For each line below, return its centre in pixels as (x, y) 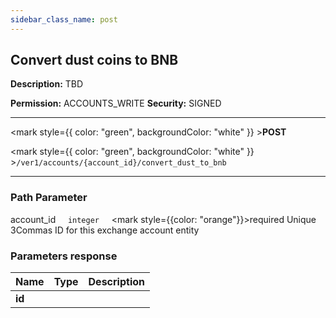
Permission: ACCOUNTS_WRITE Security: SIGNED (116, 103)
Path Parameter (49, 198)
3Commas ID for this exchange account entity (105, 230)
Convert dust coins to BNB (94, 60)
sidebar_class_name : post (64, 19)
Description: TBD (47, 84)
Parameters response (64, 256)
